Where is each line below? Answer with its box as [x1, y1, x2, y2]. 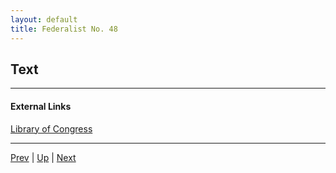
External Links [10, 100, 72, 112]
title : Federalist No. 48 [10, 24, 118, 34]
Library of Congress [10, 122, 93, 135]
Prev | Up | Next [10, 151, 77, 163]
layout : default [10, 14, 78, 25]
